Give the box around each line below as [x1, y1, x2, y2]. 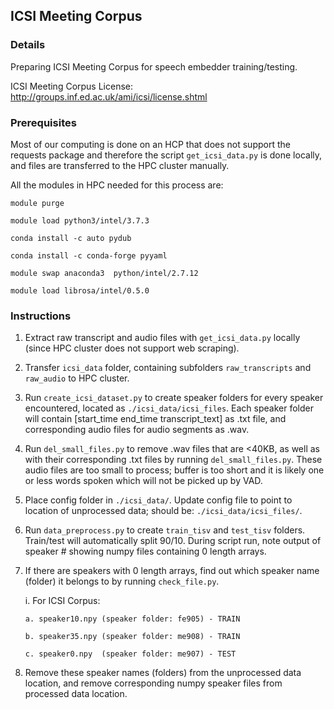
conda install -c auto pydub [10, 233, 132, 243]
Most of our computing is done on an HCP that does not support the [10, 138, 291, 150]
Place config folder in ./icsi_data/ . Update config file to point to [24, 494, 293, 506]
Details [10, 38, 46, 52]
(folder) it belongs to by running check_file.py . [24, 575, 220, 588]
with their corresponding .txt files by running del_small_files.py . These [24, 454, 323, 466]
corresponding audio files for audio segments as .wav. [24, 424, 250, 436]
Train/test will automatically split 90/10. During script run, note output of [24, 535, 322, 547]
